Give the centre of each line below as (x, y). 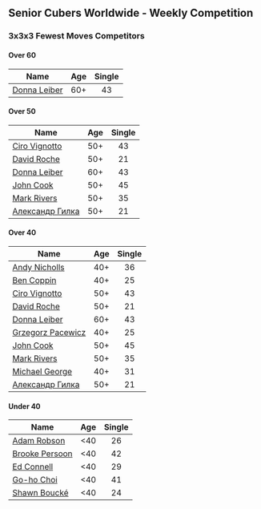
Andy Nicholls (38, 267)
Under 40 (25, 406)
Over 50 (22, 111)
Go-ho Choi (35, 480)
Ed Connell (33, 467)
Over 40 (22, 232)
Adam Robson (39, 441)
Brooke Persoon (43, 454)
